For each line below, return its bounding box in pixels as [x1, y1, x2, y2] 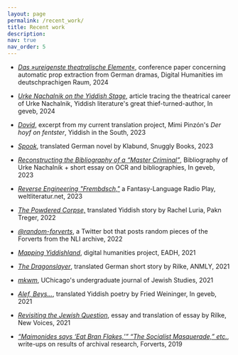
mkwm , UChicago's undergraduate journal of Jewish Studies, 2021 [17, 276, 214, 284]
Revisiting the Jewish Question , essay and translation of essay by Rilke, [17, 311, 227, 319]
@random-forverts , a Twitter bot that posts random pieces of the [17, 227, 208, 235]
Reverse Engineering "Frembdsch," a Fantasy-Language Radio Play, [17, 185, 216, 192]
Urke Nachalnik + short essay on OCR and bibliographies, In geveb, [17, 163, 215, 171]
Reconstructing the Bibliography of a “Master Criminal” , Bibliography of [17, 155, 229, 164]
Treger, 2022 [17, 214, 56, 222]
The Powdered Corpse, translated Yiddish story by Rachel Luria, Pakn [17, 206, 222, 214]
